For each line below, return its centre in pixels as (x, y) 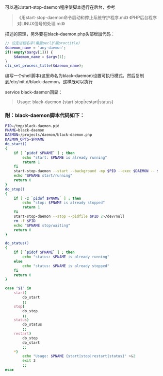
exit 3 (29, 361)
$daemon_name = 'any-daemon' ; (36, 48)
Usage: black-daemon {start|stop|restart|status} (65, 102)
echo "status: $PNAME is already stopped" (66, 266)
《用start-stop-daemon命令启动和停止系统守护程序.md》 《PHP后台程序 (87, 18)
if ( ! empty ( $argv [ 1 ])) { (29, 52)
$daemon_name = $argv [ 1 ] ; (40, 57)
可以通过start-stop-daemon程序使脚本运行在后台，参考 (60, 7)
